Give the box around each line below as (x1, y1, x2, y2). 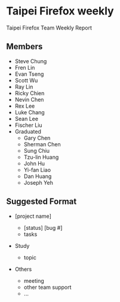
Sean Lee (14, 115, 39, 122)
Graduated (14, 128, 42, 135)
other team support (23, 283, 72, 291)
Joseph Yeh (23, 179, 54, 186)
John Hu (23, 159, 45, 167)
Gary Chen (23, 134, 51, 141)
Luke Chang (14, 108, 45, 116)
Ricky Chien (14, 89, 45, 97)
